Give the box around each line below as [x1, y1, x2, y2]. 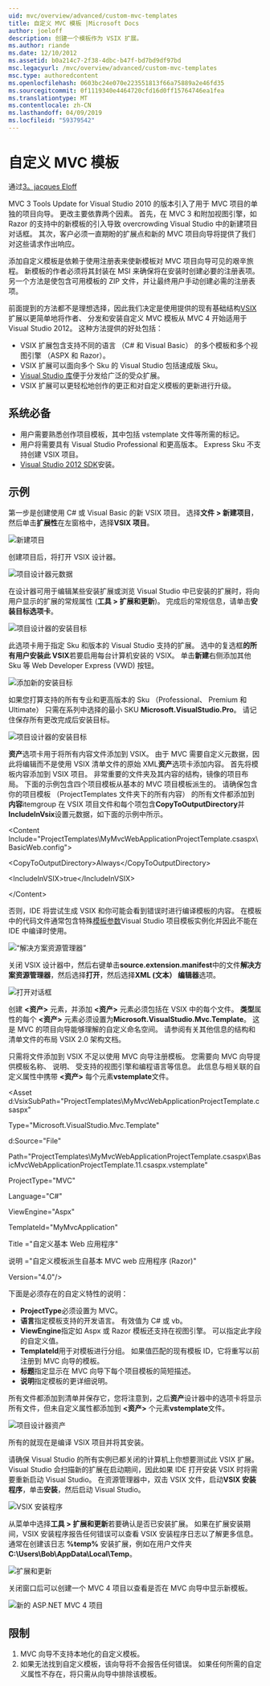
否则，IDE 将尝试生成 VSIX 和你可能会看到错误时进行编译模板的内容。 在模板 [8, 906, 262, 916]
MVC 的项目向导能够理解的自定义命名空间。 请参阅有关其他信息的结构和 [17, 1024, 256, 1034]
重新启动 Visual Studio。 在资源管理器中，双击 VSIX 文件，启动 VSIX [14, 1475, 241, 1484]
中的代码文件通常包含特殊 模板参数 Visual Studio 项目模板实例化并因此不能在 [8, 916, 259, 925]
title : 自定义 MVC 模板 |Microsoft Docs [8, 19, 139, 27]
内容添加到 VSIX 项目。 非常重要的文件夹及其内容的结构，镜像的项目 [14, 769, 242, 779]
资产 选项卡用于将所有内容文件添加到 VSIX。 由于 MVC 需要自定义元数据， [8, 749, 253, 759]
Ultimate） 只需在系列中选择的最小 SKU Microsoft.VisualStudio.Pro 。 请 [8, 705, 251, 715]
